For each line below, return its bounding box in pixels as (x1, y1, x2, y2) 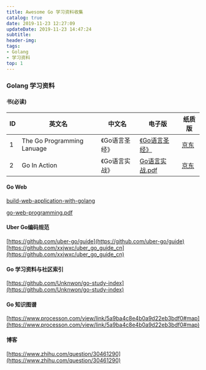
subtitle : (6, 32, 32, 38)
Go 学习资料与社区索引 (6, 265, 64, 273)
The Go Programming (21, 136, 84, 145)
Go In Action (21, 160, 58, 169)
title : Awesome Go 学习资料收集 (6, 9, 84, 15)
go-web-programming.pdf (6, 209, 73, 216)
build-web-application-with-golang (6, 197, 96, 204)
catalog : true (6, 15, 43, 21)
